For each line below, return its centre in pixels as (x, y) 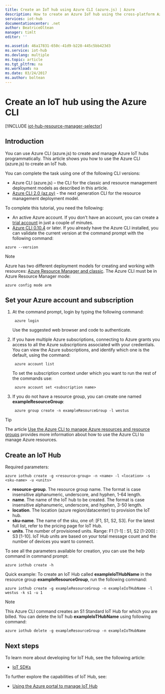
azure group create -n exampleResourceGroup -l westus (72, 411)
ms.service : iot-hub (26, 50)
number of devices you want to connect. (53, 541)
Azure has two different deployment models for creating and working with (80, 266)
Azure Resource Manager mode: (38, 276)
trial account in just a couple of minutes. (53, 222)
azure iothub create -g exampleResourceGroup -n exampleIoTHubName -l (79, 589)
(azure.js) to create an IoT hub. (36, 164)
